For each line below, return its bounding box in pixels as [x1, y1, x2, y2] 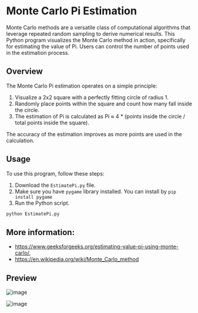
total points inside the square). [14, 119, 90, 126]
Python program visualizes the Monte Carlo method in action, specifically [6, 36, 186, 43]
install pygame [14, 194, 53, 200]
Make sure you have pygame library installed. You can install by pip [14, 187, 177, 195]
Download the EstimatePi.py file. [14, 181, 96, 189]
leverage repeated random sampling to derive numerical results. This [6, 30, 175, 37]
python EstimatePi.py [6, 211, 60, 217]
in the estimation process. [6, 49, 70, 56]
